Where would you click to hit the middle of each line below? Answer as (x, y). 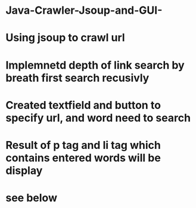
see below (32, 198)
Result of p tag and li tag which (83, 145)
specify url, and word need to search (98, 118)
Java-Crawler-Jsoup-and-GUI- (84, 10)
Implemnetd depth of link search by (95, 65)
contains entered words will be (83, 157)
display (24, 170)
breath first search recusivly (77, 78)
